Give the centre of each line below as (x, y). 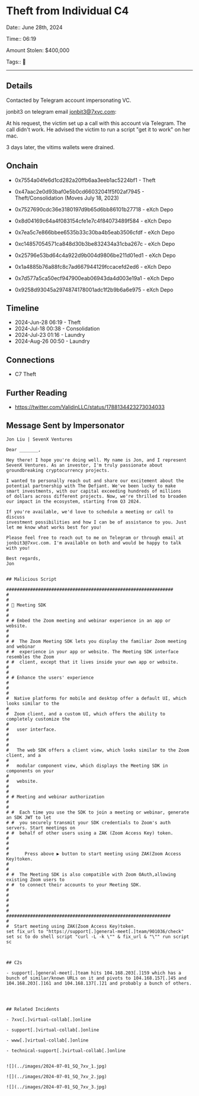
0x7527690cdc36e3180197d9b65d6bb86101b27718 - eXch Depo (94, 209)
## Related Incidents (33, 1009)
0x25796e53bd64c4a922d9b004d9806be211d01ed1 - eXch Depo (95, 255)
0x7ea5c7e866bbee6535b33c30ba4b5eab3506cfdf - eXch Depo (94, 232)
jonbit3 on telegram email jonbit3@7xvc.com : (61, 111)
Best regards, (24, 558)
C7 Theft (25, 374)
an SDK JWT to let (29, 817)
